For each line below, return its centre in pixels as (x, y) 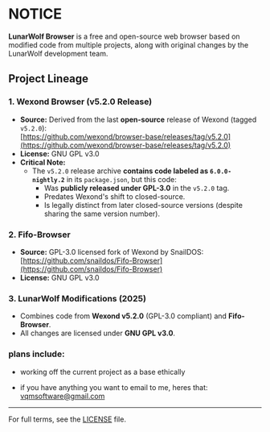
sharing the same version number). (102, 214)
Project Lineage (49, 79)
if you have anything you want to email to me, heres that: (114, 387)
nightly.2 (49, 180)
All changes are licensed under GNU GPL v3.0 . (97, 333)
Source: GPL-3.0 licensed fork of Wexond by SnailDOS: (112, 251)
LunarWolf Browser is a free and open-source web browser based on (124, 36)
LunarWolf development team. (58, 53)
